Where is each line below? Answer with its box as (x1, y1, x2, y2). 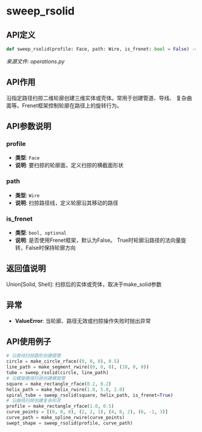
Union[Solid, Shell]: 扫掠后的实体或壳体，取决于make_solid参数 (6, 281, 162, 288)
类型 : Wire (14, 191, 40, 199)
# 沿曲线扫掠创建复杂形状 (6, 398, 61, 404)
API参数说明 (6, 121, 52, 132)
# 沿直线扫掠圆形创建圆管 (6, 353, 61, 359)
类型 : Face (14, 154, 40, 161)
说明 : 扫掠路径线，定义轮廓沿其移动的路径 (14, 199, 118, 206)
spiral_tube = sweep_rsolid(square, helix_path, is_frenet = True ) (6, 392, 173, 398)
